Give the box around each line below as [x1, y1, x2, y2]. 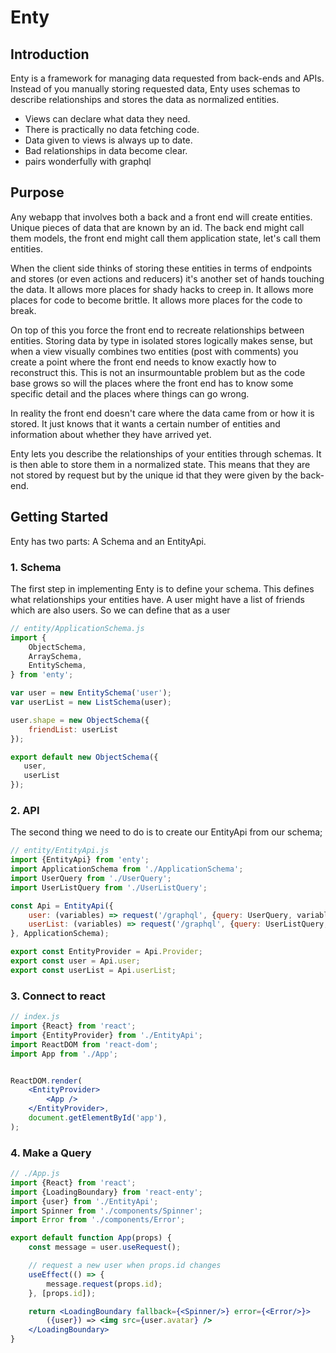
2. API [10, 803, 40, 817]
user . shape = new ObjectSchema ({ [10, 715, 150, 725]
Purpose [10, 184, 65, 201]
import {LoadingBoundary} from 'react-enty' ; [10, 1187, 203, 1197]
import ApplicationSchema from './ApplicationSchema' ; [10, 864, 244, 875]
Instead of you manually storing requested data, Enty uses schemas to [10, 83, 301, 95]
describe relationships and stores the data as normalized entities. [10, 94, 280, 105]
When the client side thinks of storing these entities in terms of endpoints [10, 262, 313, 274]
